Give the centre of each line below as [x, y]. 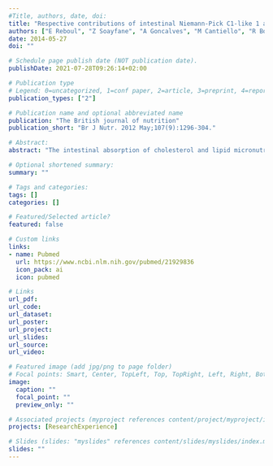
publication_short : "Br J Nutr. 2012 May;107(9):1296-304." [113, 128]
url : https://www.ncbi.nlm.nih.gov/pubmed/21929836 [105, 262]
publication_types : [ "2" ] [52, 98]
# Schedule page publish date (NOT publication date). [103, 61]
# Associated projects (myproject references [87, 420]
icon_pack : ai [39, 269]
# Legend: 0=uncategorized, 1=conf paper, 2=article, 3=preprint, [123, 90]
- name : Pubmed [34, 254]
